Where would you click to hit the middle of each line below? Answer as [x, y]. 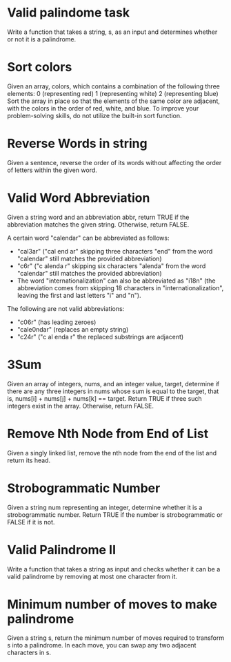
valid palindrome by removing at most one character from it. [92, 576]
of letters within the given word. [52, 170]
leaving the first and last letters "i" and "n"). [79, 295]
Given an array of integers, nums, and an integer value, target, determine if [113, 384]
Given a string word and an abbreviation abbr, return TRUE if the [98, 217]
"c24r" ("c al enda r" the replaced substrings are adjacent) [100, 337]
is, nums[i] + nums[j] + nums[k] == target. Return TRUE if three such [104, 398]
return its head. [29, 460]
